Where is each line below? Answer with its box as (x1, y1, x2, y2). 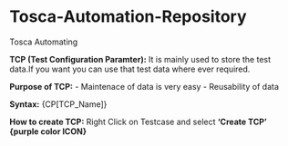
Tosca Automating (9, 36, 78, 47)
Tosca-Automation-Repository (9, 6, 248, 27)
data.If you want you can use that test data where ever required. (9, 63, 251, 74)
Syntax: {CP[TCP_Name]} (9, 98, 108, 110)
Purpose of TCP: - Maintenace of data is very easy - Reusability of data (9, 81, 280, 92)
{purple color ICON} (9, 125, 87, 137)
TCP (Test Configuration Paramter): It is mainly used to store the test (9, 54, 272, 64)
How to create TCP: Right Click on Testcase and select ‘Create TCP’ (9, 116, 267, 127)
